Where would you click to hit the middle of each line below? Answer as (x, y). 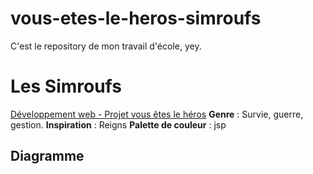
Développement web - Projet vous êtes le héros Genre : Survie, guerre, (157, 114)
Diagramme (47, 156)
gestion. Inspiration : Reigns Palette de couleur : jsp (118, 124)
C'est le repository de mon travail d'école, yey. (106, 46)
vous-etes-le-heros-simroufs (136, 18)
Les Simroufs (66, 86)
